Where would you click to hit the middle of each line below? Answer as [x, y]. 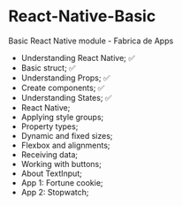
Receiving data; [49, 154]
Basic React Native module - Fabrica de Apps [91, 41]
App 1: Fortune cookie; [62, 182]
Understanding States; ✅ [66, 97]
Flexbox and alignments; [66, 145]
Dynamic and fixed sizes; [67, 135]
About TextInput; [52, 173]
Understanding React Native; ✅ [78, 57]
